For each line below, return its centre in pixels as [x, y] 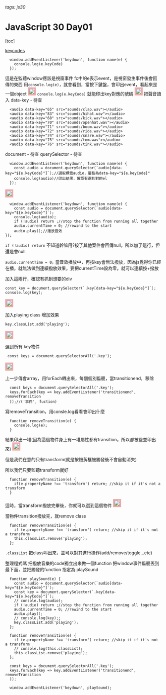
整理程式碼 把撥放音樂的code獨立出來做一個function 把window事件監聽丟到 [82, 563]
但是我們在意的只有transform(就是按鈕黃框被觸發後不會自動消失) [71, 459]
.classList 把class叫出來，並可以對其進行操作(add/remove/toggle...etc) [79, 553]
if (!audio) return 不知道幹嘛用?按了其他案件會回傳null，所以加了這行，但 [83, 245]
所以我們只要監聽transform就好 [37, 470]
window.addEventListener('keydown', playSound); [61, 688]
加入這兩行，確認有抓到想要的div [39, 279]
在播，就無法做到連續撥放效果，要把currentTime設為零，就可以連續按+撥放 [82, 268]
